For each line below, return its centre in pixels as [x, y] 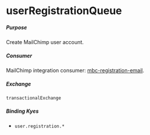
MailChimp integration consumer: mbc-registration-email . [75, 70]
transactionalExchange [34, 98]
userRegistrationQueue [64, 11]
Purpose [17, 27]
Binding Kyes [22, 111]
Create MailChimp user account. [45, 42]
